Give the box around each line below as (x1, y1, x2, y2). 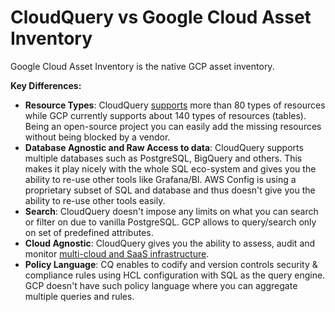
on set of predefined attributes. (24, 226, 154, 238)
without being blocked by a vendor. (24, 131, 171, 143)
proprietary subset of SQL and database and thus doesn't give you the (24, 184, 316, 196)
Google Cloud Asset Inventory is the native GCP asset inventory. (10, 60, 275, 72)
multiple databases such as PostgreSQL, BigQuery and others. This (24, 152, 303, 164)
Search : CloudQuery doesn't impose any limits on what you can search (24, 205, 319, 217)
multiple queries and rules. (24, 290, 135, 302)
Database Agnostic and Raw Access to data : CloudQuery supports (24, 141, 304, 153)
